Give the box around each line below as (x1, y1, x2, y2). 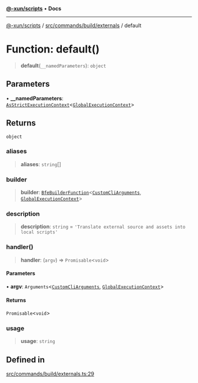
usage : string (20, 338, 55, 345)
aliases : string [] (20, 160, 61, 167)
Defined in (6, 355, 45, 365)
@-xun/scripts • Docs (6, 5, 62, 12)
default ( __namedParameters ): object (20, 62, 107, 69)
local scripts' (20, 229, 58, 235)
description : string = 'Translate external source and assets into (20, 223, 186, 230)
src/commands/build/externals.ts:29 (6, 371, 94, 378)
